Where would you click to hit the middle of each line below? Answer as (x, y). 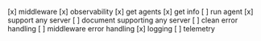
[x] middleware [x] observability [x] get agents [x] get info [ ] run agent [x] (130, 12)
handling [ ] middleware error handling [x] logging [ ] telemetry (111, 29)
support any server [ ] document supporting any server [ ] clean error (123, 20)
